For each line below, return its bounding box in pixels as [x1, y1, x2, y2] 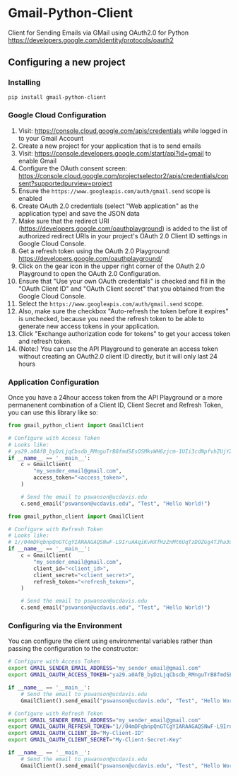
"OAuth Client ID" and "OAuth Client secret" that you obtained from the [18, 284, 225, 293]
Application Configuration [8, 377, 100, 387]
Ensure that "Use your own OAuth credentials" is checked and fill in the [18, 277, 226, 285]
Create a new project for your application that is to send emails [18, 141, 201, 150]
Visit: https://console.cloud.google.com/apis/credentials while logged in [18, 126, 228, 135]
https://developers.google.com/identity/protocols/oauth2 [8, 35, 174, 44]
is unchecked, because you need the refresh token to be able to [18, 314, 205, 323]
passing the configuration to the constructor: [8, 644, 138, 653]
